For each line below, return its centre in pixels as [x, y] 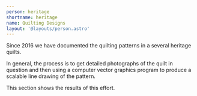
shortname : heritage [32, 17]
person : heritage [28, 12]
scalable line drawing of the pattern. [51, 76]
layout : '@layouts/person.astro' [48, 28]
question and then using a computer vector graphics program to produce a [99, 70]
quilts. [14, 52]
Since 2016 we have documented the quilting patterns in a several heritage [99, 46]
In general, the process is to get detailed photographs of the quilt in [89, 64]
